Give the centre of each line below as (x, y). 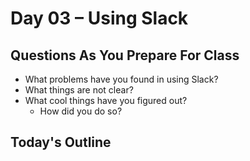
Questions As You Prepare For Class (125, 55)
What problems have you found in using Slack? (121, 79)
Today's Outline (61, 142)
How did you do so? (81, 111)
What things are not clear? (79, 90)
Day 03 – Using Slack (99, 18)
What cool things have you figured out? (106, 100)
